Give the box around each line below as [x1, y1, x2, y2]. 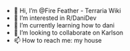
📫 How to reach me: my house [13, 37, 102, 44]
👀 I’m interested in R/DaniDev [13, 14, 97, 22]
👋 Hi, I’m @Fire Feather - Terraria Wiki [13, 7, 122, 14]
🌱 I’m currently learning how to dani [13, 21, 115, 29]
